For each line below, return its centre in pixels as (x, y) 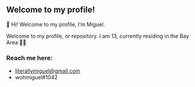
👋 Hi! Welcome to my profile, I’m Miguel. (55, 24)
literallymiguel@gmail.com (47, 71)
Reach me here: (29, 58)
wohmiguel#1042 (36, 77)
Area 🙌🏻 (16, 42)
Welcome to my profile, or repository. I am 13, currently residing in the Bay (98, 36)
